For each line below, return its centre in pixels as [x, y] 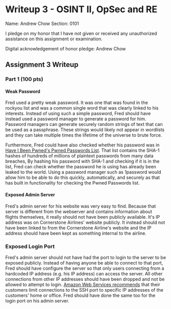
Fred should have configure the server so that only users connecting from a [85, 268]
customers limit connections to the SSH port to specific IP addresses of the [84, 290]
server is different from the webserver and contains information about [79, 211]
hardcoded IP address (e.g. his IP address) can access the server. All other [84, 273]
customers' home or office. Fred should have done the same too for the [80, 295]
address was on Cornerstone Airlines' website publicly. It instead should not [85, 222]
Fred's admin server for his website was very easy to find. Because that [81, 206]
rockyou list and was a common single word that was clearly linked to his [82, 108]
